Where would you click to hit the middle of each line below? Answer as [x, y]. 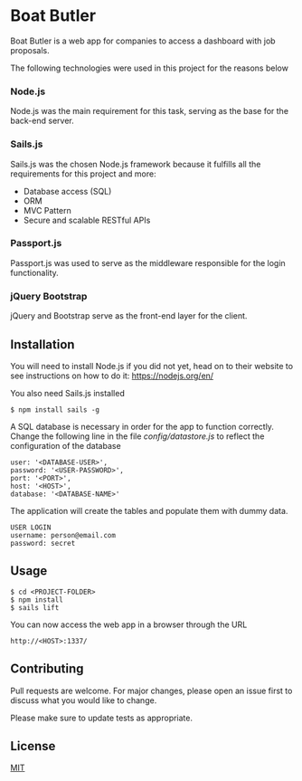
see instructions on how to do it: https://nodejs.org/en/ [112, 376]
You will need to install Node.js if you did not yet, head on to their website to [151, 366]
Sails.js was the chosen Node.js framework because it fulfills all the [136, 164]
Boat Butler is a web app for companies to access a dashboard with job [143, 41]
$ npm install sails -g [55, 410]
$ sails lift [35, 607]
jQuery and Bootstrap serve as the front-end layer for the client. [129, 316]
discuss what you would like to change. [84, 700]
